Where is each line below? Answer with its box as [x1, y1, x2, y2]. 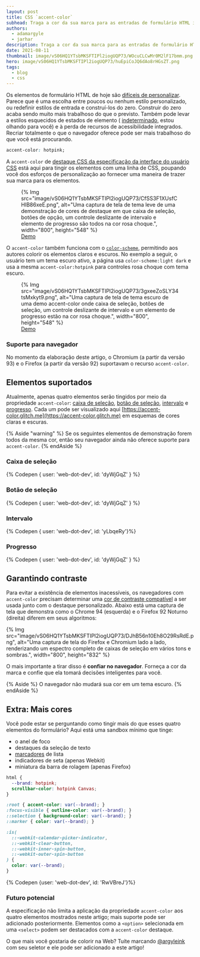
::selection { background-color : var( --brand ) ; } [6, 813, 132, 819]
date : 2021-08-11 [6, 48, 49, 54]
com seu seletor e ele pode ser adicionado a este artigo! [6, 944, 145, 951]
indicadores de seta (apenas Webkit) [14, 756, 105, 764]
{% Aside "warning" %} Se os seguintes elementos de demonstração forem [6, 430, 192, 437]
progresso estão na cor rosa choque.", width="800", [21, 313, 149, 320]
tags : [6, 64, 20, 70]
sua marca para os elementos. [6, 177, 80, 184]
